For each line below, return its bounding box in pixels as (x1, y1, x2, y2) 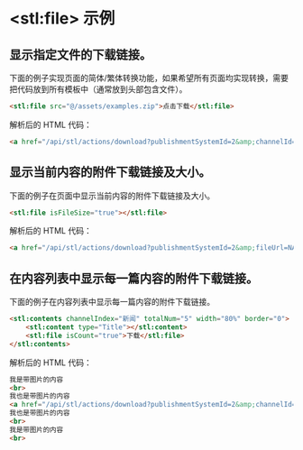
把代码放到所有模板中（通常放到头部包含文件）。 (9, 84, 188, 95)
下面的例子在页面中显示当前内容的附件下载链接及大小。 (9, 190, 215, 201)
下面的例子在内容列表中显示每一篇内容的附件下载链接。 (9, 297, 215, 308)
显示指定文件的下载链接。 (9, 47, 151, 62)
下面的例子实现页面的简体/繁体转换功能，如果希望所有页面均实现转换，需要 (9, 73, 289, 83)
